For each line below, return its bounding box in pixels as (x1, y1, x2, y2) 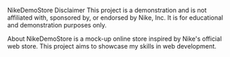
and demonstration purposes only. (7, 21, 107, 29)
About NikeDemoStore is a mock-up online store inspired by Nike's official (7, 34, 222, 43)
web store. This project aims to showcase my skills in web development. (7, 42, 217, 50)
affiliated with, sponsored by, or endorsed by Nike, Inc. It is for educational (7, 13, 224, 22)
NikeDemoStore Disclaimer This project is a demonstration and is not (7, 6, 207, 14)
